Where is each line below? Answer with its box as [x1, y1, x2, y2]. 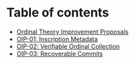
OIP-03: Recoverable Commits [16, 50, 103, 58]
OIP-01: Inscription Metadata [16, 34, 98, 43]
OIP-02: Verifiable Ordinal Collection [16, 42, 120, 50]
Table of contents [6, 5, 110, 21]
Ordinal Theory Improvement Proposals [16, 28, 129, 36]
